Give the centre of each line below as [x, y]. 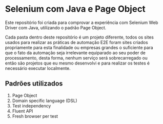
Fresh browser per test [35, 116]
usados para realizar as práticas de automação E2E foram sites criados [77, 42]
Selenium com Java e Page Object [75, 9]
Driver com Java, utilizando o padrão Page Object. [56, 27]
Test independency [31, 105]
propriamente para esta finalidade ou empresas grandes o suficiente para [79, 47]
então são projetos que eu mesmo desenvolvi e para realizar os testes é [77, 63]
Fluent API [22, 111]
